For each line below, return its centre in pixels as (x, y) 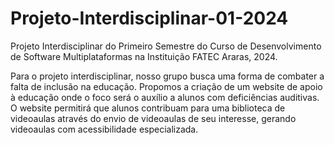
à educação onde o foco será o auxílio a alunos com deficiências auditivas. (165, 97)
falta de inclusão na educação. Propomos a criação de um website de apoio (166, 86)
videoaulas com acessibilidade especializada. (104, 129)
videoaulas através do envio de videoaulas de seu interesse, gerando (153, 118)
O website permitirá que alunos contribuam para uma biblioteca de (148, 108)
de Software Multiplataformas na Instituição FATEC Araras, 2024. (144, 56)
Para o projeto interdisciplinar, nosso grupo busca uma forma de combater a (167, 76)
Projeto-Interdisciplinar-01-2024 (149, 18)
